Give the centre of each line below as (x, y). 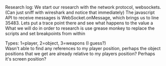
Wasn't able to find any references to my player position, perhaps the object (83, 48)
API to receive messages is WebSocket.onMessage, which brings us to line (82, 18)
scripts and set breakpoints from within (45, 33)
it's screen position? (26, 59)
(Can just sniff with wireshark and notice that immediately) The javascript (80, 12)
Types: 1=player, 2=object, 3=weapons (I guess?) (56, 43)
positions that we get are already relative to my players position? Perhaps (80, 54)
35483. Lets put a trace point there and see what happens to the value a (79, 23)
